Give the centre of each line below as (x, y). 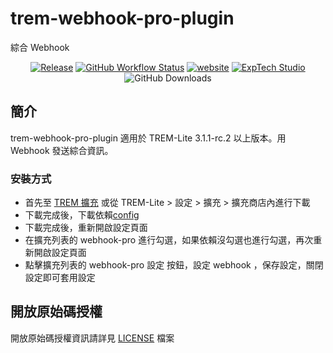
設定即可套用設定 (60, 278)
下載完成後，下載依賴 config (82, 215)
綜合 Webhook (40, 47)
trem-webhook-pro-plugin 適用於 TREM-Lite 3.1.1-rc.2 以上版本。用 (148, 138)
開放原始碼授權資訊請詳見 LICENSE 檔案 (92, 338)
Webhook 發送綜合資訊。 (62, 150)
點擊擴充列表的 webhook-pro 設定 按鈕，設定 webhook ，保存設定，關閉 (174, 265)
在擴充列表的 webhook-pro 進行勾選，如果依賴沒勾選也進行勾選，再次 (169, 240)
